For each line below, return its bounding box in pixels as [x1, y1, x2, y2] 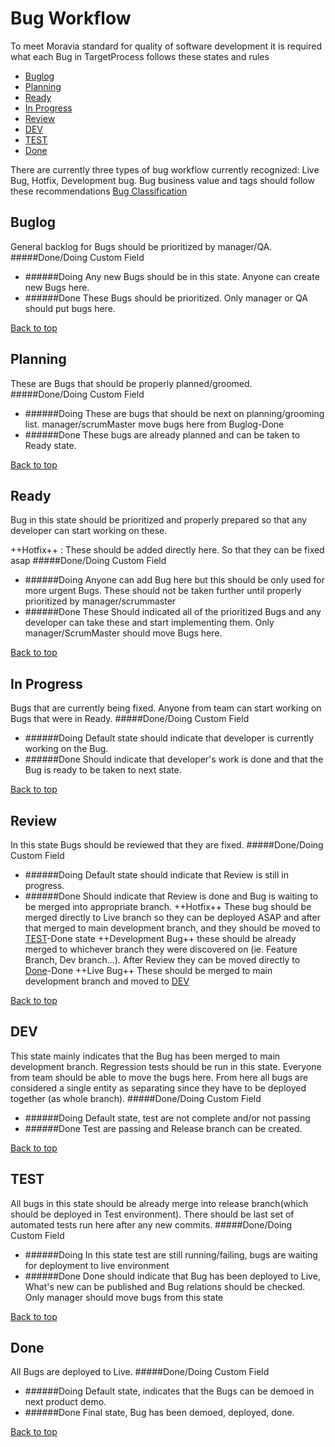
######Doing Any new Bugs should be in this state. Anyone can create [24, 270, 320, 282]
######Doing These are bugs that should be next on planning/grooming [24, 407, 325, 419]
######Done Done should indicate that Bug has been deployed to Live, [24, 1270, 321, 1282]
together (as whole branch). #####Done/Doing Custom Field [10, 1092, 262, 1104]
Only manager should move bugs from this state [24, 1291, 224, 1303]
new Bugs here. [24, 281, 90, 293]
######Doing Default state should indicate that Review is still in [24, 869, 289, 881]
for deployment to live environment [24, 1259, 170, 1271]
